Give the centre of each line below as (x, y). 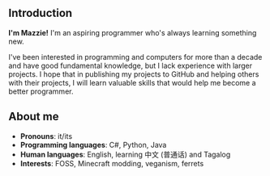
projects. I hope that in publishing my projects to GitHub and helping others (134, 74)
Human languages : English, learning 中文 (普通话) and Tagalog (125, 154)
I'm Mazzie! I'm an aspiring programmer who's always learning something (133, 32)
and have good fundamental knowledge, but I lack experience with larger (131, 65)
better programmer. (41, 91)
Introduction (41, 13)
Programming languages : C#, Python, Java (93, 145)
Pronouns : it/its (46, 136)
